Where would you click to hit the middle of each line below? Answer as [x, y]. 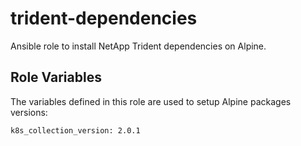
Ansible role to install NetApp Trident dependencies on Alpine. [138, 46]
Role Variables [56, 77]
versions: [29, 112]
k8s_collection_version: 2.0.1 [75, 130]
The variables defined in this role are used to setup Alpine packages [151, 101]
